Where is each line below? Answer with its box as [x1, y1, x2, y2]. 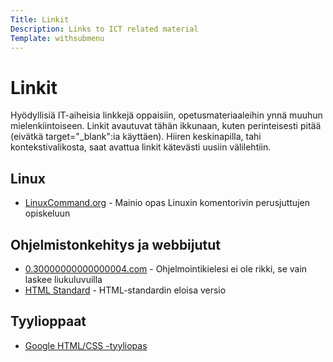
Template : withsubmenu [10, 33, 105, 43]
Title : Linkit [10, 14, 70, 25]
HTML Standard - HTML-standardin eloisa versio [24, 284, 227, 296]
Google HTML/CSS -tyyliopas [24, 339, 148, 351]
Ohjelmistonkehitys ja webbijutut [10, 236, 222, 253]
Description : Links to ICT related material [10, 24, 199, 34]
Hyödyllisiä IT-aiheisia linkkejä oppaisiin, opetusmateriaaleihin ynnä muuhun [10, 109, 323, 121]
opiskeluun [24, 207, 71, 220]
